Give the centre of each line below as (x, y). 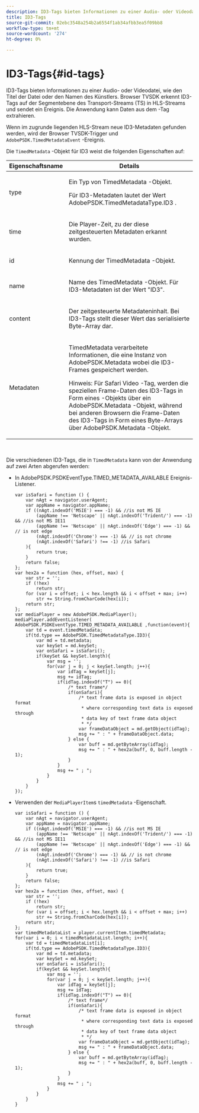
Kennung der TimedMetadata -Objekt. (122, 260)
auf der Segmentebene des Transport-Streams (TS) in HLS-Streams (102, 103)
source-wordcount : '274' (37, 34)
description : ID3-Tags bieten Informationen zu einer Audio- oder (90, 12)
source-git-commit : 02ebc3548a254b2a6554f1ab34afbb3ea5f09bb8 (84, 23)
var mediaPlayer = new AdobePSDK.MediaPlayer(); (76, 614)
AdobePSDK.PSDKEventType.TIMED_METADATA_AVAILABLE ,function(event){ (102, 625)
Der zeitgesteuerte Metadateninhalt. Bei (124, 311)
